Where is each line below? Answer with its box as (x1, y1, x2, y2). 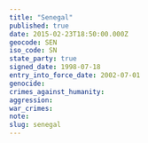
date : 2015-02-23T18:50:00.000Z (9, 29, 129, 38)
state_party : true (9, 54, 77, 63)
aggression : (9, 95, 53, 105)
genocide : (9, 79, 46, 88)
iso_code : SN (9, 46, 58, 55)
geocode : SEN (9, 37, 58, 47)
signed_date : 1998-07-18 (9, 63, 101, 72)
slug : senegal (9, 121, 62, 130)
